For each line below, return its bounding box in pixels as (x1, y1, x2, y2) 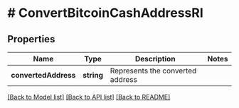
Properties (7, 33, 55, 45)
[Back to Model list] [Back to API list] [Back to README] (7, 93, 171, 101)
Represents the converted (110, 66, 197, 76)
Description (134, 54, 176, 64)
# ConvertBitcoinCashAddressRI (7, 5, 204, 21)
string (83, 71, 104, 80)
